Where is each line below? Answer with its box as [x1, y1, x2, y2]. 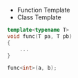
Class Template [17, 13, 61, 21]
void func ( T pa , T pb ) [7, 32, 72, 40]
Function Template [17, 6, 70, 14]
